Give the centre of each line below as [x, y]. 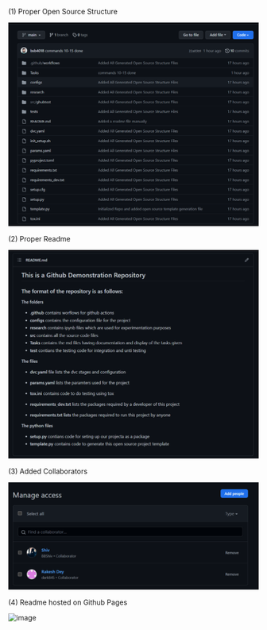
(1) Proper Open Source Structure [63, 12]
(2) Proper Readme [39, 238]
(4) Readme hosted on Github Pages [68, 602]
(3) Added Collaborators [48, 471]
